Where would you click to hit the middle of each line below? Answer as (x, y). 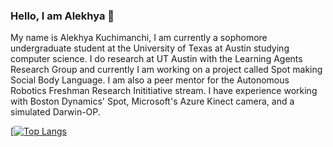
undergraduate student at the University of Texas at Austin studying (150, 48)
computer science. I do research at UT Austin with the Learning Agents (156, 59)
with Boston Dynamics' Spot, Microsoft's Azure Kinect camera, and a (152, 101)
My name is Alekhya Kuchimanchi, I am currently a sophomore (139, 38)
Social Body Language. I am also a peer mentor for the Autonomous (150, 80)
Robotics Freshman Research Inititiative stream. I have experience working (164, 91)
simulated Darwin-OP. (55, 112)
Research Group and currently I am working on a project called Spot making (166, 70)
